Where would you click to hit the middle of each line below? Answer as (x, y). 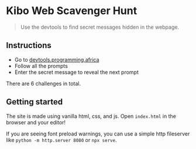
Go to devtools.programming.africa (57, 59)
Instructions (29, 45)
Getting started (35, 102)
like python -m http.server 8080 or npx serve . (61, 140)
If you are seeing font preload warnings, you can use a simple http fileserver (98, 134)
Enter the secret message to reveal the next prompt (76, 72)
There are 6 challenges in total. (44, 83)
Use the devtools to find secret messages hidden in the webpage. (100, 27)
